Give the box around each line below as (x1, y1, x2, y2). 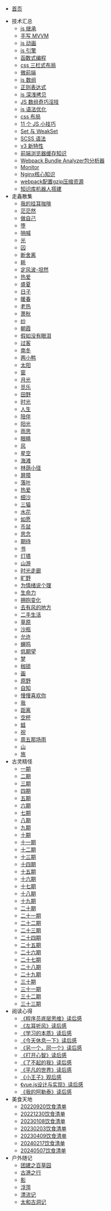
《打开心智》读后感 (20, 1052, 67, 1058)
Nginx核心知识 (20, 171, 56, 177)
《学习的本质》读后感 (20, 1030, 72, 1037)
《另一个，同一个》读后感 (20, 1044, 82, 1051)
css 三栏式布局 (20, 62, 57, 69)
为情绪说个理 (20, 582, 51, 588)
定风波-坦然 (20, 266, 49, 273)
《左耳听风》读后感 (20, 1022, 67, 1029)
